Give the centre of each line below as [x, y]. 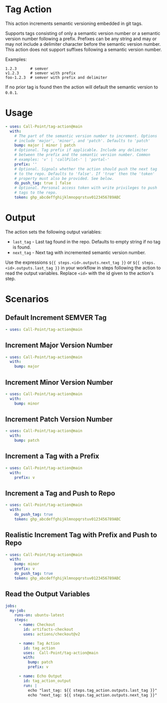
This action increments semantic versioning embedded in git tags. [74, 23]
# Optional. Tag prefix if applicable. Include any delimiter [81, 150]
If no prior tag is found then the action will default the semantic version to [82, 87]
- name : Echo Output [40, 676]
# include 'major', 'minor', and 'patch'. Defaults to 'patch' [82, 141]
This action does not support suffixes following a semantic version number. [83, 49]
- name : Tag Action [39, 643]
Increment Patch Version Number [59, 419]
